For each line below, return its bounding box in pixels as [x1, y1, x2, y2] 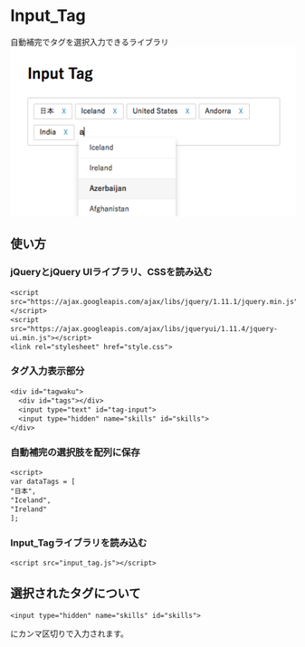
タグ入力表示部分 [10, 365, 85, 377]
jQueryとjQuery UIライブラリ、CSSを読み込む [10, 266, 213, 279]
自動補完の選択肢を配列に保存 [10, 445, 141, 458]
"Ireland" [10, 505, 48, 514]
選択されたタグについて [10, 585, 141, 601]
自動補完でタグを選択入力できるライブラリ [10, 36, 169, 47]
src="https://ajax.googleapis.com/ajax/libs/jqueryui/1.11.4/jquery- [10, 324, 279, 333]
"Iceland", [10, 496, 52, 505]
